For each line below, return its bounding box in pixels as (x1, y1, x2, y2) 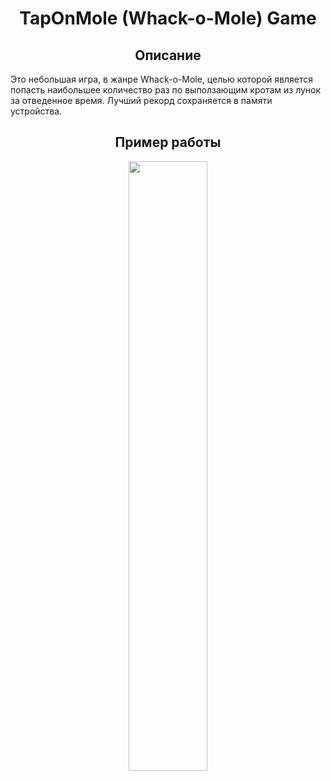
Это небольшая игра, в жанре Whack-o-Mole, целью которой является (10, 73, 313, 85)
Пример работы (114, 134, 222, 151)
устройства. (10, 105, 63, 117)
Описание (134, 47, 202, 64)
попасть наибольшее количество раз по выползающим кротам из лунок (10, 84, 322, 96)
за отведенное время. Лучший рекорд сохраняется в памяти (10, 95, 273, 106)
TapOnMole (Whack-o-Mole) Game (19, 7, 317, 30)
